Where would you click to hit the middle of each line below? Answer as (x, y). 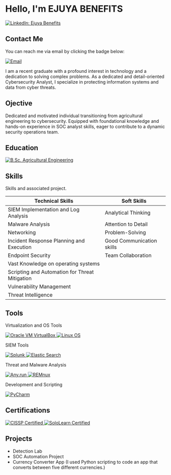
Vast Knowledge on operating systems (54, 264)
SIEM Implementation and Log (44, 209)
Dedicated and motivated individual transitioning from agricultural (74, 116)
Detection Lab (27, 451)
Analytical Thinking (128, 213)
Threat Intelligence (30, 295)
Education (22, 148)
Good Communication (131, 241)
